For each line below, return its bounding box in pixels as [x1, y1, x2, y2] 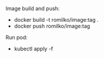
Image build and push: [5, 5, 60, 12]
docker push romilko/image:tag [14, 23, 90, 29]
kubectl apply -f [14, 45, 54, 52]
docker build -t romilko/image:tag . [14, 16, 99, 23]
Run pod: [5, 34, 28, 40]
